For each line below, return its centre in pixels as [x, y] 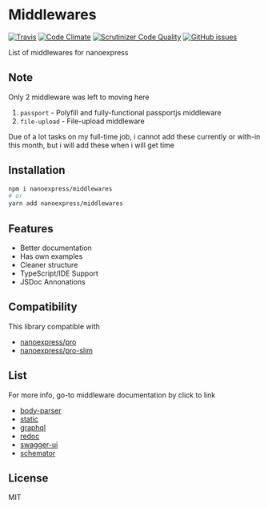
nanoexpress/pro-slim [56, 350]
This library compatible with [54, 326]
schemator [38, 453]
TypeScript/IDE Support [59, 273]
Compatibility [43, 307]
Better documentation [56, 248]
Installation [37, 170]
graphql [33, 427]
